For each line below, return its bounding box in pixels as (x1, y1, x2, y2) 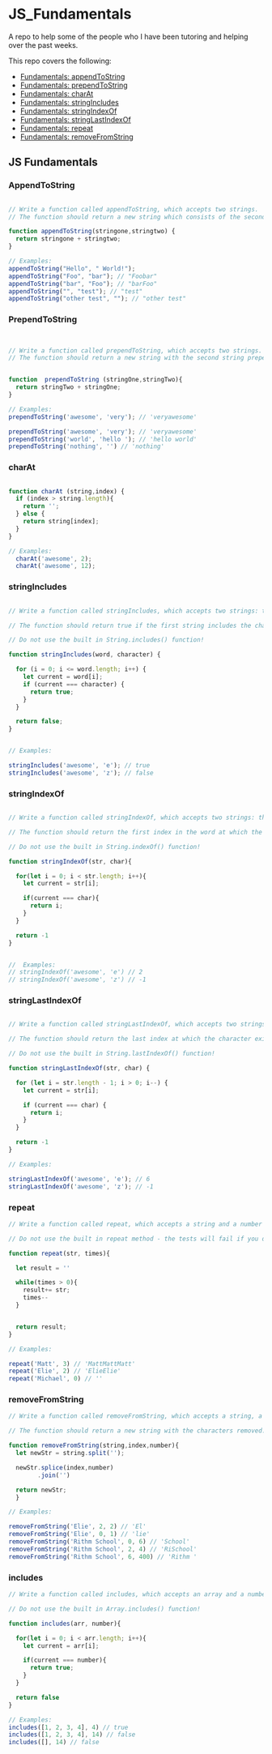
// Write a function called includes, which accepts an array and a (8, 1590, 244, 1598)
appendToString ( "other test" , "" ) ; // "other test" (8, 295, 186, 303)
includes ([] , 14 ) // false (8, 1739, 100, 1747)
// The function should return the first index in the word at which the (8, 828, 263, 836)
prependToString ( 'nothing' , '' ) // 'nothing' (8, 442, 164, 450)
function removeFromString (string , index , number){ (8, 1441, 180, 1450)
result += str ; (23, 1286, 70, 1295)
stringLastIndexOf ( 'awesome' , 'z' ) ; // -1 (8, 1182, 154, 1191)
